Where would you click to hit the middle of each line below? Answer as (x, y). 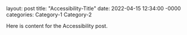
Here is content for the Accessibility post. (57, 26)
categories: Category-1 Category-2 (49, 15)
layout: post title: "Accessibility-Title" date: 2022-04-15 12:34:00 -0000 (93, 8)
